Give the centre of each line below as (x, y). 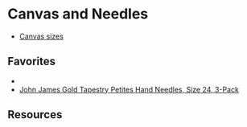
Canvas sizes (41, 36)
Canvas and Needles (78, 14)
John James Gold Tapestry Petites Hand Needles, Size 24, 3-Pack (129, 89)
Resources (35, 115)
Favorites (31, 61)
